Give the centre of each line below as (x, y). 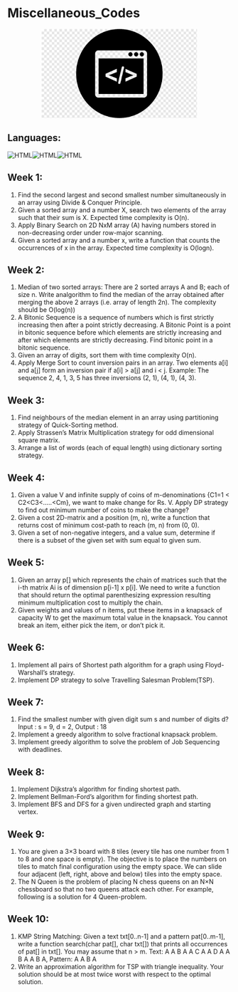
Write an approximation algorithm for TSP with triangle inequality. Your (120, 966)
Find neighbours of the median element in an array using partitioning (118, 417)
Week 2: (26, 270)
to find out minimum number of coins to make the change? (103, 510)
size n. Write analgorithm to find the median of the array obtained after (121, 295)
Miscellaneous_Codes (74, 13)
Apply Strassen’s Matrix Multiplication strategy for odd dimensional (116, 433)
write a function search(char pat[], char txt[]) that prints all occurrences (123, 944)
